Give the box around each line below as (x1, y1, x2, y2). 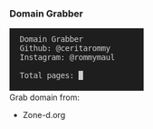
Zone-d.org (22, 110, 66, 121)
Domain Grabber (9, 7, 84, 20)
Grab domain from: (9, 92, 80, 103)
